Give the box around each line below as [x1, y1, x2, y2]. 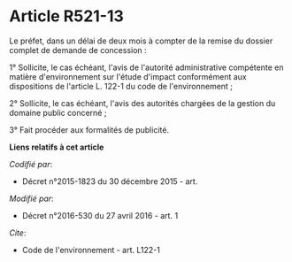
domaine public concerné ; [9, 107, 107, 118]
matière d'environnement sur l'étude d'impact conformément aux [9, 71, 248, 81]
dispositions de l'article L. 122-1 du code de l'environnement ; [9, 81, 233, 91]
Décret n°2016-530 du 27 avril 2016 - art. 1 [21, 210, 179, 220]
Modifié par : [9, 193, 55, 204]
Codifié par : [9, 158, 53, 169]
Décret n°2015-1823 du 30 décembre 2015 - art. [21, 175, 198, 187]
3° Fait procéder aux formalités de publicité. [9, 124, 170, 135]
